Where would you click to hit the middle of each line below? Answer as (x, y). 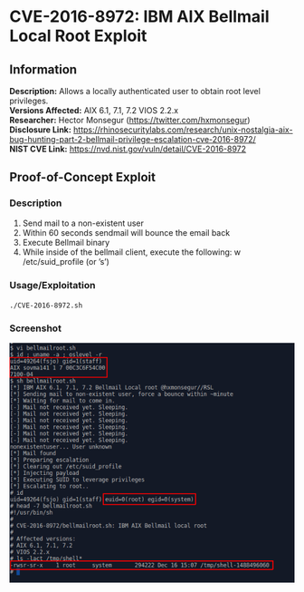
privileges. (29, 101)
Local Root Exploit (78, 36)
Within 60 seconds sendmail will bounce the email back (126, 232)
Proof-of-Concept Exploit (83, 177)
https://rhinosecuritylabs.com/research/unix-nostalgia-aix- (183, 130)
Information (43, 69)
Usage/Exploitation (52, 285)
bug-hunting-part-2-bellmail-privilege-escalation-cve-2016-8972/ (133, 139)
